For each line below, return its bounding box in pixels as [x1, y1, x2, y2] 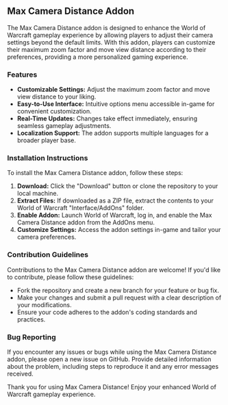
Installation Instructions [7, 153, 88, 163]
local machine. [16, 190, 59, 198]
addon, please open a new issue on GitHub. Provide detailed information [7, 355, 212, 363]
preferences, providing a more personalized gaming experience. [7, 53, 188, 61]
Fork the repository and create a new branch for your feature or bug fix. [16, 286, 219, 294]
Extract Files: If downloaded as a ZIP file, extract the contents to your [16, 196, 214, 205]
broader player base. [16, 136, 77, 144]
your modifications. [16, 300, 72, 309]
